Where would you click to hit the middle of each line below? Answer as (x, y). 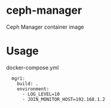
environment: (33, 89)
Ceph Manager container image (45, 27)
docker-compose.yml (33, 67)
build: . (28, 84)
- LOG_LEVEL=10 (41, 94)
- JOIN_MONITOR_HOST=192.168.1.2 (64, 99)
